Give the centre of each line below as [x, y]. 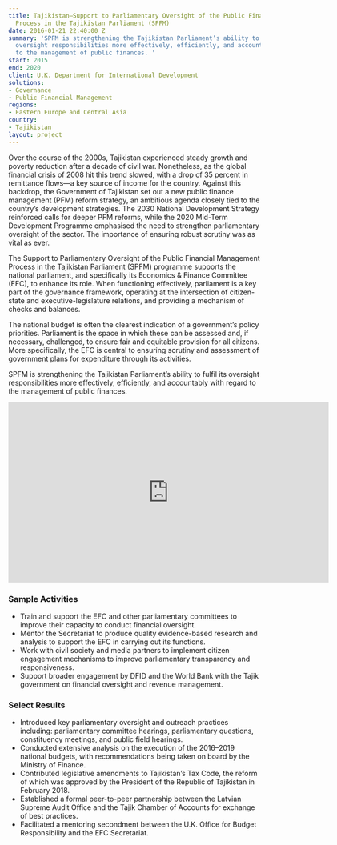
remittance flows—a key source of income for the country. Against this [125, 183]
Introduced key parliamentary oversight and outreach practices [124, 723]
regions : [23, 105]
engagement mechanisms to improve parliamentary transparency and [135, 659]
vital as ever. [29, 242]
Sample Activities [43, 599]
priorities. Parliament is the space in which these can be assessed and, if [128, 333]
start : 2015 [28, 61]
